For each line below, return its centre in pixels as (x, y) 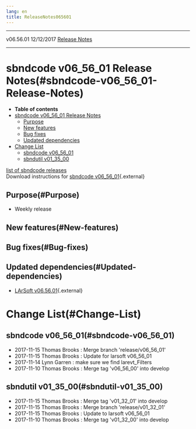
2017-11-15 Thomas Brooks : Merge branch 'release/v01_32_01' (90, 407)
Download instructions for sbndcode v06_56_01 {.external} (76, 177)
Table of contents (36, 109)
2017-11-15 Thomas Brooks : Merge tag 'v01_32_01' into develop (91, 401)
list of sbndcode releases (36, 170)
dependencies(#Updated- (88, 267)
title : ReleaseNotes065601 (39, 17)
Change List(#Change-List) (74, 314)
